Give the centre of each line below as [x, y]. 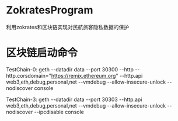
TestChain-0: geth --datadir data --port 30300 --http [70, 69]
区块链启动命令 [42, 53]
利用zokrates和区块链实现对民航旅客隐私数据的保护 [68, 27]
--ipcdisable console [59, 112]
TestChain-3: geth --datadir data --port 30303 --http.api [74, 99]
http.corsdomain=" [29, 75]
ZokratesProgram [50, 10]
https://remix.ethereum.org [83, 75]
